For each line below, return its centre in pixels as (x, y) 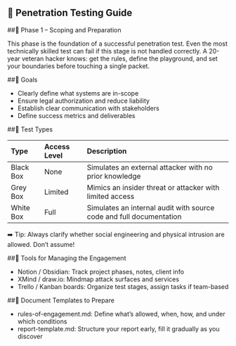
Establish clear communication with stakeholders (88, 108)
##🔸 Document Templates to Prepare (61, 300)
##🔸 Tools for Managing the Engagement (67, 258)
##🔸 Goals (22, 79)
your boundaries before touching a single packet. (78, 66)
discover (30, 336)
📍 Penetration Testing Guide (70, 13)
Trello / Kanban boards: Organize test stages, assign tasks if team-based (123, 286)
